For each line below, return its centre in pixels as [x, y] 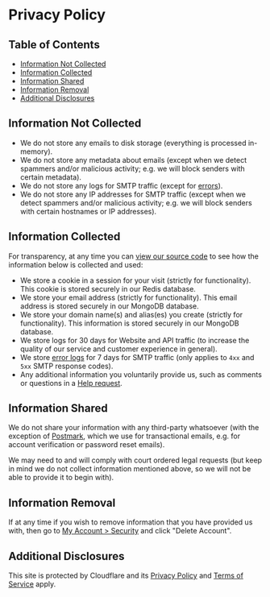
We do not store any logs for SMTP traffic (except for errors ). [121, 185]
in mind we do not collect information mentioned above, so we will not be [130, 469]
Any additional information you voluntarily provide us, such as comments [141, 374]
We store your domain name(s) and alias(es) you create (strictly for [131, 314]
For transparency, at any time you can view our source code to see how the [134, 256]
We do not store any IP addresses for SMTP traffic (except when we [133, 194]
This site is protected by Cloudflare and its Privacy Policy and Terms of [126, 576]
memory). [36, 151]
